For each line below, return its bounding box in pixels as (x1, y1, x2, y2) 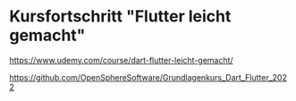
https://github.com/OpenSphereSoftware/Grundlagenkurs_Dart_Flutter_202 (9, 72, 288, 82)
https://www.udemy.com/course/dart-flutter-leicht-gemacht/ (9, 55, 234, 65)
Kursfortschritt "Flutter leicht (9, 6, 232, 27)
